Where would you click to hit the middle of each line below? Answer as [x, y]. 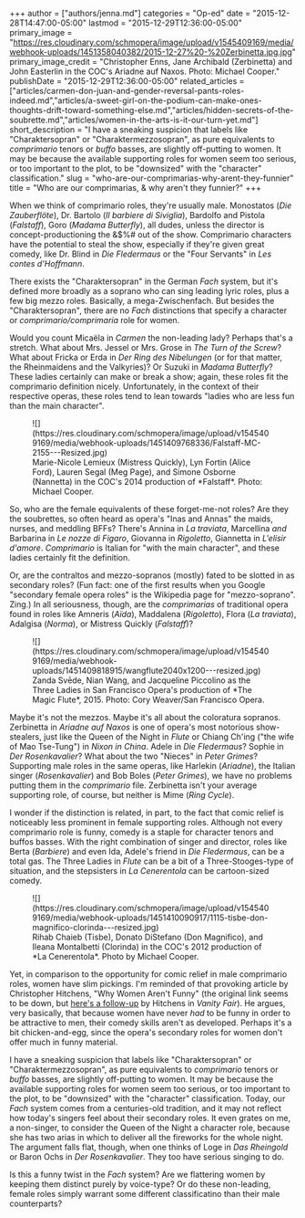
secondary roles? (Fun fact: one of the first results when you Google [137, 585]
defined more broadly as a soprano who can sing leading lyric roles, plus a [149, 291]
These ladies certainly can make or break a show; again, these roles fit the [149, 377]
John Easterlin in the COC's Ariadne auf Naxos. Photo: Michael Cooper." [145, 71]
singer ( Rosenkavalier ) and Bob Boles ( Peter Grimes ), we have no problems [151, 776]
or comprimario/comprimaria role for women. [95, 320]
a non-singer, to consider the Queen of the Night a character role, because [150, 1128]
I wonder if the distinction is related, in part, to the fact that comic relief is [147, 813]
